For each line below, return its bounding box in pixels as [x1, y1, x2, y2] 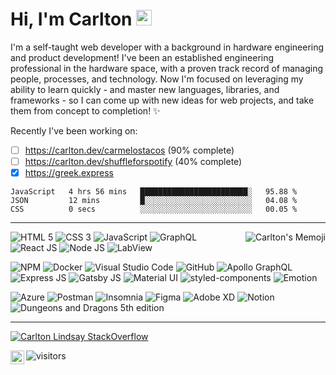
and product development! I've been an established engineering [10, 51, 275, 63]
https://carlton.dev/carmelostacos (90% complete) [24, 144, 235, 156]
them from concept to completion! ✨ [10, 104, 161, 117]
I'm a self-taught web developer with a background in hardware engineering [10, 41, 325, 53]
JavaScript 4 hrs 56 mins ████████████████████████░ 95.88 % [10, 187, 298, 197]
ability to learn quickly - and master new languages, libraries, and [10, 83, 280, 95]
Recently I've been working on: [10, 124, 138, 137]
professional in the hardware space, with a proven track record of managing [10, 62, 324, 74]
